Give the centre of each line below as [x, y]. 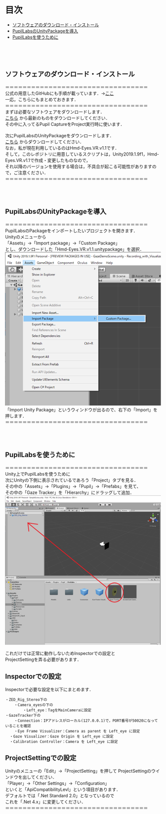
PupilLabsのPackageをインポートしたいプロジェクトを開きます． [71, 231]
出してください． [40, 777]
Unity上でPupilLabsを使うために [38, 474]
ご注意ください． [31, 172]
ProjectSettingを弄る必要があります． [43, 659]
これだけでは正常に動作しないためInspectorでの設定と [60, 653]
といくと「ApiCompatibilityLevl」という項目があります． [63, 789]
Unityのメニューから [26, 237]
